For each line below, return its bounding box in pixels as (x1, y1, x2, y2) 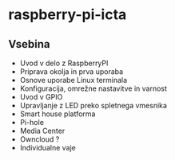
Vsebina (8, 37, 50, 51)
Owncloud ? (19, 135, 60, 144)
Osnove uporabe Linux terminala (19, 76, 128, 84)
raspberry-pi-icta (8, 6, 127, 24)
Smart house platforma (19, 109, 96, 119)
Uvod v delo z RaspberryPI (19, 58, 109, 68)
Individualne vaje (19, 143, 76, 152)
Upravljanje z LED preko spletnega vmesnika (19, 101, 168, 110)
